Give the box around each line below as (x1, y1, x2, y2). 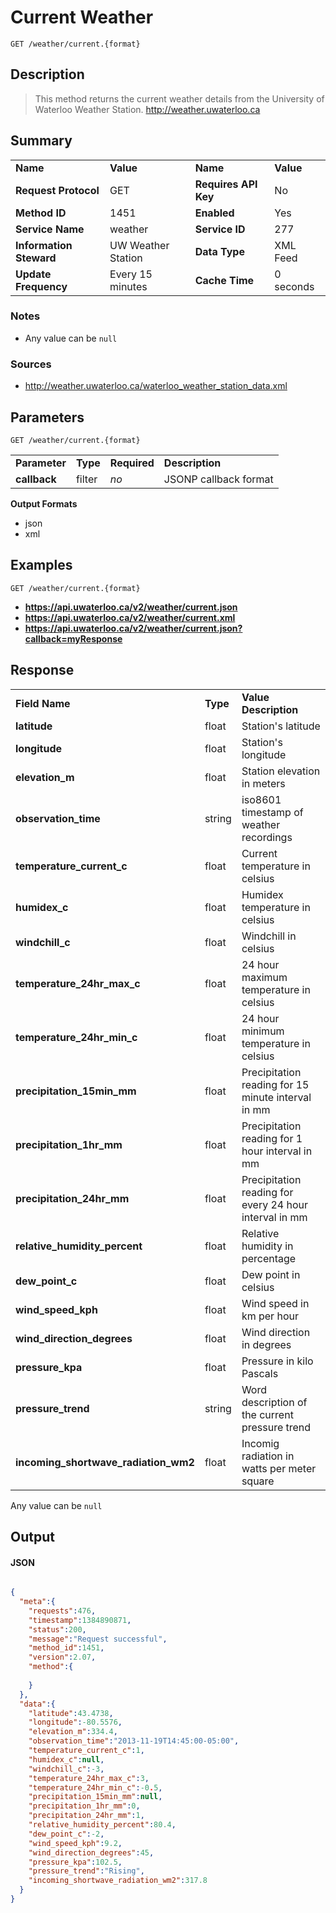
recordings (241, 830, 293, 844)
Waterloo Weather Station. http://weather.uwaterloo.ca (34, 103, 261, 115)
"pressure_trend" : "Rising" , (28, 1866, 145, 1876)
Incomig (241, 1436, 280, 1450)
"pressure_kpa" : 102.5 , (28, 1857, 123, 1867)
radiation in (241, 1449, 295, 1463)
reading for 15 (241, 1077, 310, 1091)
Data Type (194, 244, 245, 258)
